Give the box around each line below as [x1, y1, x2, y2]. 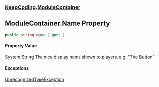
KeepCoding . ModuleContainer [5, 4, 80, 11]
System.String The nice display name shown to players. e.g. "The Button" [5, 54, 155, 60]
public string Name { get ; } [5, 32, 65, 37]
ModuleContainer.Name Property [5, 19, 110, 28]
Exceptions [5, 65, 29, 71]
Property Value [5, 43, 37, 49]
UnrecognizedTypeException [5, 76, 64, 83]
